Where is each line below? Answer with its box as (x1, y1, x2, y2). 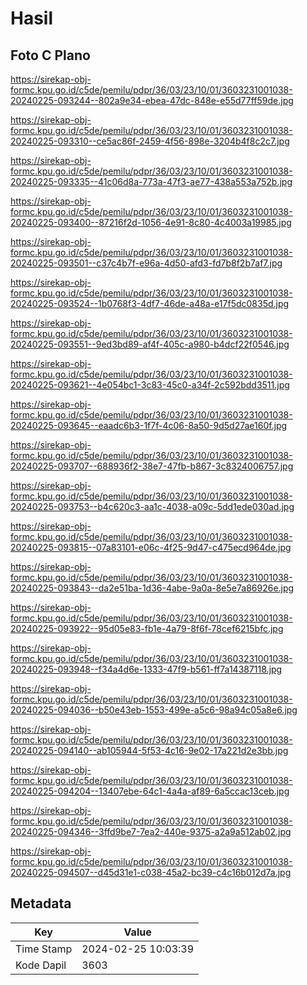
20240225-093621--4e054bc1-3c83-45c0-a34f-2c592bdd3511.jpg (10, 379, 290, 391)
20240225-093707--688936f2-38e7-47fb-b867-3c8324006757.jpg (10, 460, 294, 472)
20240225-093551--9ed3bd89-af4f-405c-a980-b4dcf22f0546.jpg (10, 338, 290, 350)
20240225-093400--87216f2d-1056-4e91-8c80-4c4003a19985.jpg (10, 217, 292, 228)
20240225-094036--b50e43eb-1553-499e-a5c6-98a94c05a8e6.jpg (10, 704, 298, 716)
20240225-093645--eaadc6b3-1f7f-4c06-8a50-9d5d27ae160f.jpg (10, 420, 288, 431)
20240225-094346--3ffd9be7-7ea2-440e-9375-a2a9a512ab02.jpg (10, 826, 292, 837)
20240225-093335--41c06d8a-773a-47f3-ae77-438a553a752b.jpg (10, 176, 293, 187)
